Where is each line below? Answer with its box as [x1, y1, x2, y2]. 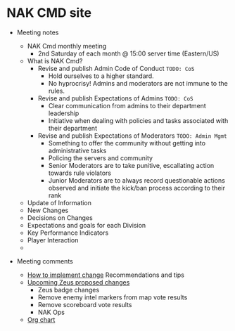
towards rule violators [48, 169, 112, 177]
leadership [48, 109, 80, 117]
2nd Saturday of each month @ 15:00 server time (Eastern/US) [37, 49, 220, 58]
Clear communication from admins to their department [48, 101, 207, 110]
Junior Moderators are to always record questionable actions [48, 176, 226, 184]
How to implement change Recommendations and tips [27, 271, 184, 279]
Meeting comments [16, 257, 73, 265]
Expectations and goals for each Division [27, 221, 146, 229]
